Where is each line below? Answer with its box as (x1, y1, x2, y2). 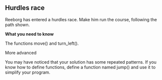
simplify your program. (5, 69, 50, 75)
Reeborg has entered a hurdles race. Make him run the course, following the (5, 16, 157, 22)
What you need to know (5, 31, 54, 37)
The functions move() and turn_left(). (5, 40, 79, 46)
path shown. (5, 22, 30, 27)
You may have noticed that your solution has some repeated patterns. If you (5, 59, 157, 65)
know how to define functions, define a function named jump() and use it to (5, 64, 156, 70)
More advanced (5, 50, 37, 55)
